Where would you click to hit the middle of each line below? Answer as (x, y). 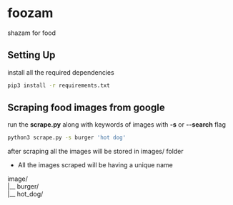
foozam (30, 13)
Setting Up (31, 55)
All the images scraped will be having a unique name (95, 165)
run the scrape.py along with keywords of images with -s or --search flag (117, 125)
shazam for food (31, 33)
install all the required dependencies (61, 72)
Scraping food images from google (86, 108)
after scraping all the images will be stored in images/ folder (95, 152)
